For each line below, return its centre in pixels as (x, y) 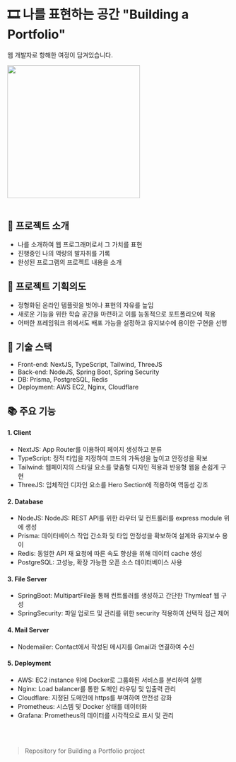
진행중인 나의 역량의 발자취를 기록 (64, 253)
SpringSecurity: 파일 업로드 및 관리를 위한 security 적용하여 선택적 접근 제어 (123, 613)
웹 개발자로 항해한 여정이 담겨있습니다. (60, 55)
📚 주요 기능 (32, 411)
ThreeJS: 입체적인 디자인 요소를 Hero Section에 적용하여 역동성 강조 (113, 484)
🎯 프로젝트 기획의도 (47, 286)
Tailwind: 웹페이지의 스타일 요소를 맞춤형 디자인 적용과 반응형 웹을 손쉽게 (118, 467)
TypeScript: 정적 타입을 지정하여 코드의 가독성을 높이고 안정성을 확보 (113, 458)
